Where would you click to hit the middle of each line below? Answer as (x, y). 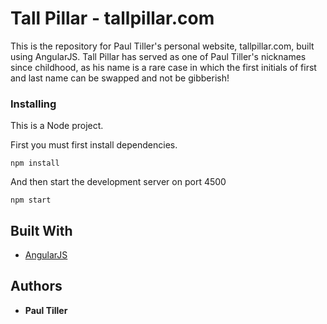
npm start (31, 200)
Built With (41, 230)
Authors (36, 286)
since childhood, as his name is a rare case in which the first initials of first (163, 67)
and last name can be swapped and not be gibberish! (120, 78)
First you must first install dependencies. (94, 145)
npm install (35, 163)
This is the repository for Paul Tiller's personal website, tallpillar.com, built (162, 46)
